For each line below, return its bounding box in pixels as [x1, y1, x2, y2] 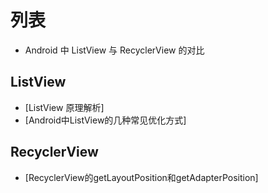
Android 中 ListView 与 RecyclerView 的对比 [24, 44, 205, 56]
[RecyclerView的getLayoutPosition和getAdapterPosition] [24, 171, 259, 183]
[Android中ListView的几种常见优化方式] [24, 114, 187, 126]
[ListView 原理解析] [24, 101, 105, 113]
